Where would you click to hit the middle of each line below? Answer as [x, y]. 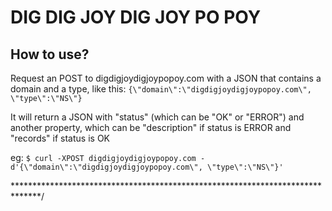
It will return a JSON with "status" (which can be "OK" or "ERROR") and [157, 117]
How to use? [50, 54]
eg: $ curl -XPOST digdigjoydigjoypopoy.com [103, 157]
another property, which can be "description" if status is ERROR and [151, 127]
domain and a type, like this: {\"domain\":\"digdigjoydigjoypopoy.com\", [161, 89]
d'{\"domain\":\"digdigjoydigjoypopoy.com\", [106, 167]
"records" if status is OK [60, 138]
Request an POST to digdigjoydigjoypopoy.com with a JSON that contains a [166, 78]
